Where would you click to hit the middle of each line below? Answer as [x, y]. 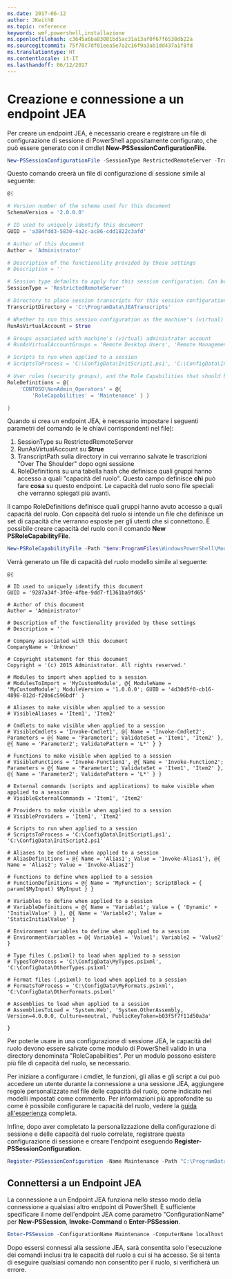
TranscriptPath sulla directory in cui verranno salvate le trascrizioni [112, 456]
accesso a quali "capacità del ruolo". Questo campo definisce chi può [116, 478]
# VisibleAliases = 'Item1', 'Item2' [61, 714]
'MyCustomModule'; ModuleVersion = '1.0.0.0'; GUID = [86, 690]
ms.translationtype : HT [41, 53]
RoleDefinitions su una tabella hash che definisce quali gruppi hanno [115, 472]
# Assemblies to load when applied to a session [78, 1004]
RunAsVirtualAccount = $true [49, 326]
